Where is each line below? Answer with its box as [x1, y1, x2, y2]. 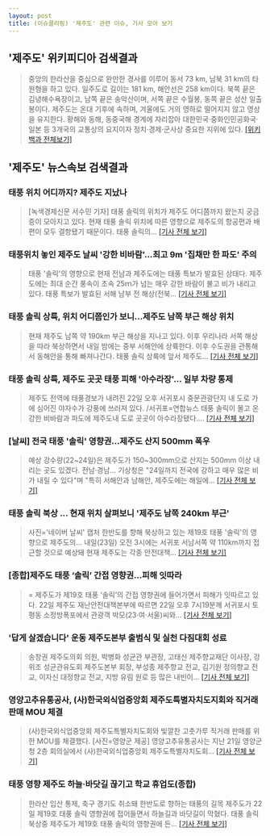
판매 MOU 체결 [8, 707, 63, 717]
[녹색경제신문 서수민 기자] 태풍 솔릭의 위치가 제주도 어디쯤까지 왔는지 [27, 207, 244, 216]
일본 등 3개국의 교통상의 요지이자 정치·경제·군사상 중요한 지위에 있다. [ [27, 124, 248, 134]
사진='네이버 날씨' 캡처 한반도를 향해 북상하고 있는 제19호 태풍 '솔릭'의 [27, 528, 249, 537]
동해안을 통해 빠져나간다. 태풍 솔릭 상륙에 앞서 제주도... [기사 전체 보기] [36, 351, 259, 361]
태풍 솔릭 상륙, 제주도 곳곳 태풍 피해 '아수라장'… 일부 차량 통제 [8, 373, 234, 384]
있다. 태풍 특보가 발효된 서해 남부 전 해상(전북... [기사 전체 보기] [27, 289, 227, 299]
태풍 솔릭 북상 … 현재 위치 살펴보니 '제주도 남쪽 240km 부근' [8, 508, 230, 519]
